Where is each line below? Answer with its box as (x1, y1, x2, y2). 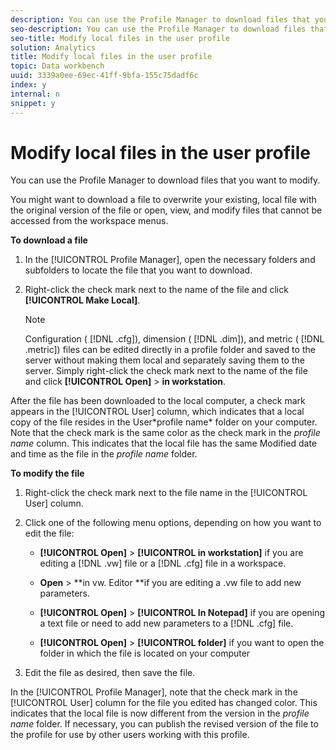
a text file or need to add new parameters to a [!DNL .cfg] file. (39, 617, 294, 630)
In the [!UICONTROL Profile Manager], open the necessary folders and (24, 254, 316, 266)
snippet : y (10, 98, 56, 108)
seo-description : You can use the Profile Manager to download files (10, 24, 307, 34)
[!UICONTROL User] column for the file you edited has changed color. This (10, 697, 318, 709)
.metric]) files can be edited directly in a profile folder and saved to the (24, 344, 316, 356)
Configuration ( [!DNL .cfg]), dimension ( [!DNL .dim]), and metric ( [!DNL (24, 333, 325, 345)
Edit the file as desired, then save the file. (24, 667, 196, 679)
